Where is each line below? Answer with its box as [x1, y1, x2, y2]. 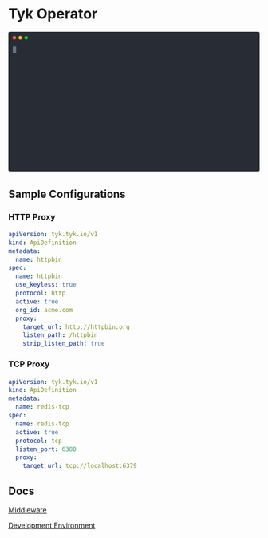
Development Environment [8, 520, 96, 530]
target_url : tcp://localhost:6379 [22, 462, 137, 470]
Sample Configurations [8, 187, 126, 200]
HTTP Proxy [8, 211, 56, 222]
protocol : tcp [15, 437, 62, 445]
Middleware [8, 504, 47, 515]
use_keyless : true [15, 281, 77, 289]
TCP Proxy [8, 358, 50, 370]
